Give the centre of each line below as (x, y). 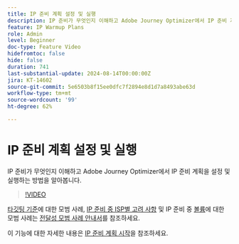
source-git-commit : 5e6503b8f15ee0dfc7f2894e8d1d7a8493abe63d (101, 87)
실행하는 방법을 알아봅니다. (44, 180)
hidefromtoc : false (36, 54)
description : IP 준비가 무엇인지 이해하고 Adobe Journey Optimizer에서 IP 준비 (117, 21)
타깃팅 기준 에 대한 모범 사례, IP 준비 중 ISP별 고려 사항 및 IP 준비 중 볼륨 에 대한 (116, 209)
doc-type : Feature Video (44, 47)
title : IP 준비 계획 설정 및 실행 (52, 14)
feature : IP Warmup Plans (46, 27)
